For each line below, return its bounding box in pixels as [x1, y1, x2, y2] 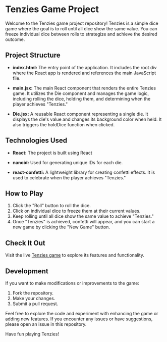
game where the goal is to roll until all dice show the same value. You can [5, 25, 157, 31]
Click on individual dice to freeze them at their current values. [12, 208, 141, 214]
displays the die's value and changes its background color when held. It [12, 116, 162, 122]
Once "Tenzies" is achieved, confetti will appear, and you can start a [12, 219, 155, 225]
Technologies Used [5, 136, 67, 145]
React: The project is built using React [12, 150, 92, 156]
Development [5, 267, 49, 275]
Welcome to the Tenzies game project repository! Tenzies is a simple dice [5, 20, 158, 26]
